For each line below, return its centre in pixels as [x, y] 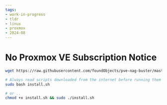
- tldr [12, 19]
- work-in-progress [25, 14]
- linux [13, 24]
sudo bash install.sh [28, 84]
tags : [11, 10]
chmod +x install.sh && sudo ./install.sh [50, 98]
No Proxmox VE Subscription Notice [81, 57]
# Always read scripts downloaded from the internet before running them [83, 80]
